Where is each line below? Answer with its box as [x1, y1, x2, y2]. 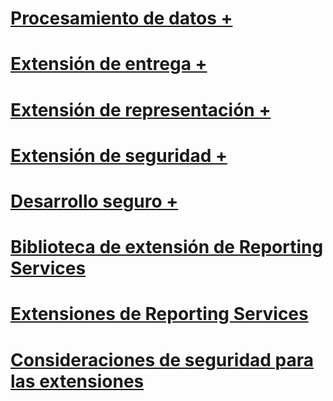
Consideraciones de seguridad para [10, 348, 315, 371]
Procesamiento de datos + [10, 7, 233, 30]
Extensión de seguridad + [10, 144, 228, 167]
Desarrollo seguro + [10, 190, 179, 212]
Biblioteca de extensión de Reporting [10, 236, 324, 259]
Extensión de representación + [10, 98, 272, 121]
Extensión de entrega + [10, 53, 208, 76]
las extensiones [10, 370, 145, 392]
